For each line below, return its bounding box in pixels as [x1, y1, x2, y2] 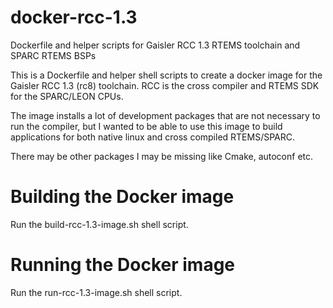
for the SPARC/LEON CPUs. [10, 90, 124, 102]
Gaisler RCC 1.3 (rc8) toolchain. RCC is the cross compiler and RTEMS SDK [10, 79, 320, 91]
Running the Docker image [10, 254, 236, 276]
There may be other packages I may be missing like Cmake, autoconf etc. [10, 150, 314, 162]
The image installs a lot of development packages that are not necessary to [10, 109, 321, 121]
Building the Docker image [10, 186, 235, 208]
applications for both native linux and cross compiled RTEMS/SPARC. [10, 131, 296, 143]
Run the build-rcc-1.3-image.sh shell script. [10, 218, 189, 230]
